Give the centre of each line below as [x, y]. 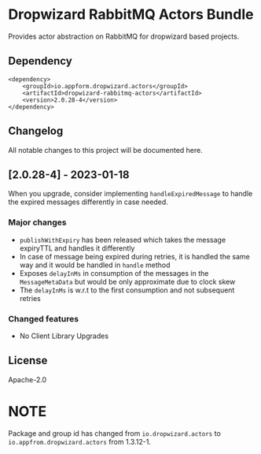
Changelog [36, 131]
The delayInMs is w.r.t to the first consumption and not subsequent [127, 290]
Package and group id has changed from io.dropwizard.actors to [115, 433]
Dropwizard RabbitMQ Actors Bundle [131, 15]
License [28, 361]
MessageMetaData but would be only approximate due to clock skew [127, 281]
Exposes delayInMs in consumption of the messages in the [114, 273]
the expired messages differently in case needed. [88, 202]
